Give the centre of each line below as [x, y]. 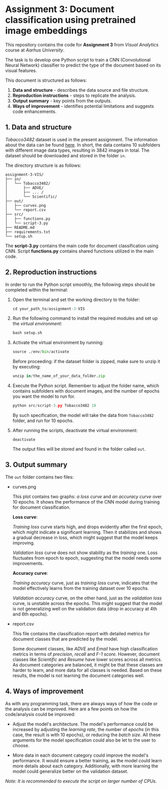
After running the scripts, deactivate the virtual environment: [75, 430]
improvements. [28, 563]
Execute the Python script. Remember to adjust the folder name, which [86, 386]
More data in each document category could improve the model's [80, 755]
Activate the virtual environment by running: [58, 343]
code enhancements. [34, 111]
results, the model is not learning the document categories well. [78, 675]
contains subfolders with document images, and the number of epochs [86, 391]
